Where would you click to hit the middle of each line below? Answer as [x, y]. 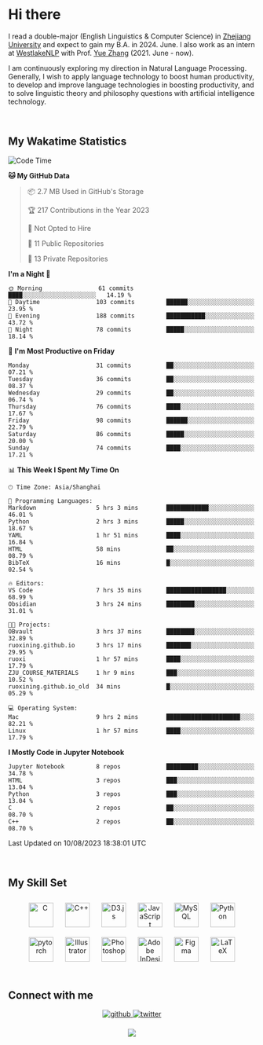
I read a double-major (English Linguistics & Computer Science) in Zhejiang [130, 36]
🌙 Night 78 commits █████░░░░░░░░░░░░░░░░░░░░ [131, 329]
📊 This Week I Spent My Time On [64, 470]
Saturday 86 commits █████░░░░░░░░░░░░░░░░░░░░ [131, 434]
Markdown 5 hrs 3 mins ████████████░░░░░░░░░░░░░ [131, 508]
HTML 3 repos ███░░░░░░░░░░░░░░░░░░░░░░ [131, 780]
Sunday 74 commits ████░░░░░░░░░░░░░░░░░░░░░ [131, 448]
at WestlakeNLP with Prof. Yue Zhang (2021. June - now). [101, 53]
